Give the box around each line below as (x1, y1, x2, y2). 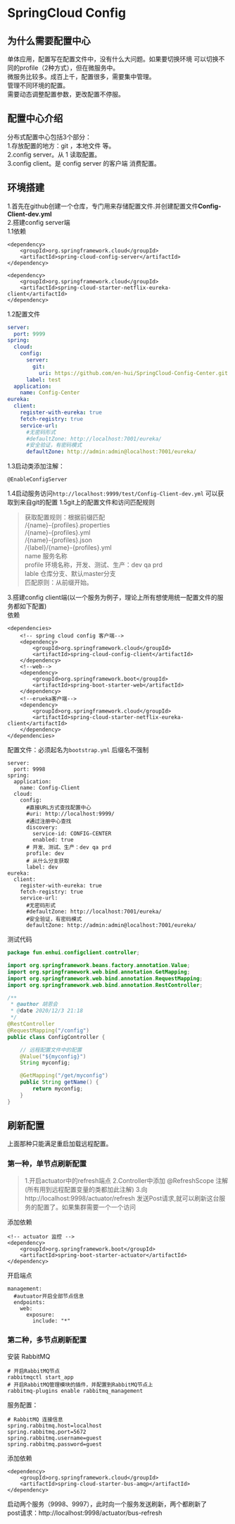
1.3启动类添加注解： (7, 462, 65, 470)
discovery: (25, 824, 58, 831)
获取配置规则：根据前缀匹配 (24, 513, 106, 522)
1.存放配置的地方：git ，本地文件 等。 (7, 141, 115, 149)
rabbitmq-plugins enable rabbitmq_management (7, 1387, 143, 1395)
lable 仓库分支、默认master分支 (24, 570, 116, 578)
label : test (25, 376, 61, 383)
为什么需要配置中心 (7, 35, 91, 47)
